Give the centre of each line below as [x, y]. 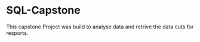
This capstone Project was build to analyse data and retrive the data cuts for [100, 27]
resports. [17, 33]
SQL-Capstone [43, 10]
